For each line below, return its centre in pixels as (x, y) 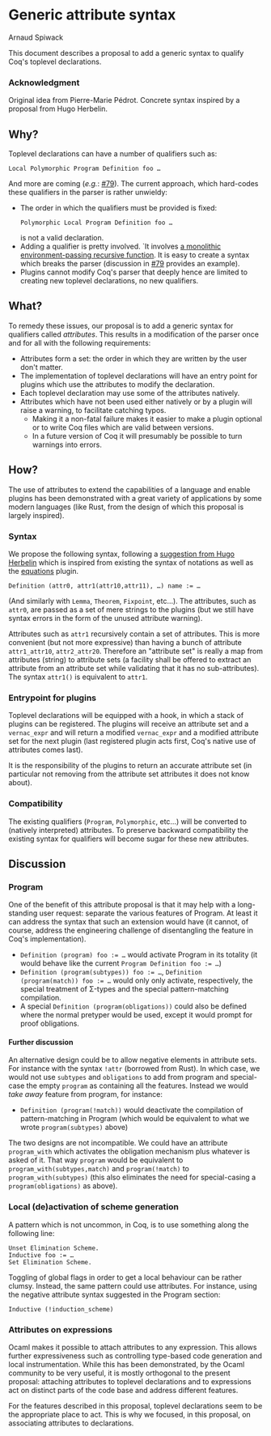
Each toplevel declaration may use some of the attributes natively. (130, 393)
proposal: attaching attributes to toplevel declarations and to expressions (130, 1382)
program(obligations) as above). (63, 1186)
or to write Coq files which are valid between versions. (123, 427)
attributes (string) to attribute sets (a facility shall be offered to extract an (130, 659)
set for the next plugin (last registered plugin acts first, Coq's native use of (132, 741)
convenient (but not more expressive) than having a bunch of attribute (125, 642)
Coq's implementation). (47, 939)
